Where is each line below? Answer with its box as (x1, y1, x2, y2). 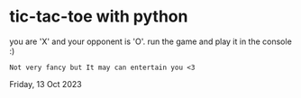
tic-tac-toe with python (9, 6, 188, 27)
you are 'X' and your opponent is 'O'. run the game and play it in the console (9, 36, 293, 47)
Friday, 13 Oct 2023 (9, 78, 83, 89)
